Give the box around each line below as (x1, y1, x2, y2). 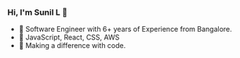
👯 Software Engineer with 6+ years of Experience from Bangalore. (18, 25, 232, 34)
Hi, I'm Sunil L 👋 (7, 7, 68, 18)
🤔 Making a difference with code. (18, 41, 126, 50)
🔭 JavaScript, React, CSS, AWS (18, 32, 120, 42)
